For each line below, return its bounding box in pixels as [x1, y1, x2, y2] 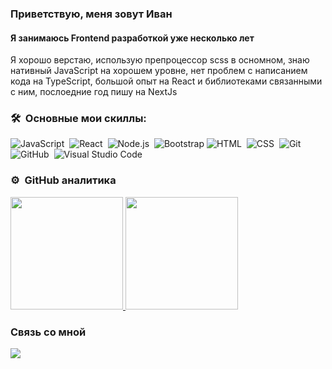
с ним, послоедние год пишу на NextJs [10, 86, 178, 98]
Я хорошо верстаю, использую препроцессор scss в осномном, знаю [10, 54, 310, 66]
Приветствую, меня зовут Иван [10, 7, 173, 21]
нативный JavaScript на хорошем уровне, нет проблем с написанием [10, 65, 308, 77]
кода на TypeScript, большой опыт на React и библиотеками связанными [10, 75, 323, 87]
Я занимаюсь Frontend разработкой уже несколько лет [10, 32, 255, 44]
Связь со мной [10, 325, 87, 339]
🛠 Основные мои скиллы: [10, 112, 147, 126]
